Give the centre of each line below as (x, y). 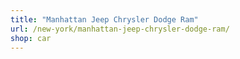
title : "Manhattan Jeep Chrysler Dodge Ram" (104, 19)
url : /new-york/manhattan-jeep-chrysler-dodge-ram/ (120, 29)
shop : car (31, 38)
